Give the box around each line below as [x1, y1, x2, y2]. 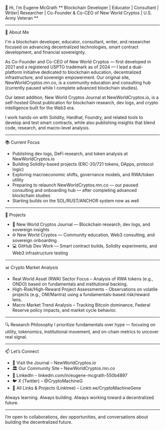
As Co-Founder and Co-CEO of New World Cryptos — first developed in [5, 59, 151, 64]
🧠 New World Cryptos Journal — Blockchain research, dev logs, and [12, 221, 151, 227]
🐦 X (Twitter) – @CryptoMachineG [12, 378, 83, 384]
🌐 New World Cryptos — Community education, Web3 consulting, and [12, 232, 155, 238]
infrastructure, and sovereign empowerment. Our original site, [5, 74, 130, 80]
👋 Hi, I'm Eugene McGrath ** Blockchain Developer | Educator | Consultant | [5, 5, 159, 10]
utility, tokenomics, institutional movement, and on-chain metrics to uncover [5, 329, 159, 335]
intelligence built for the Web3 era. [5, 105, 75, 111]
